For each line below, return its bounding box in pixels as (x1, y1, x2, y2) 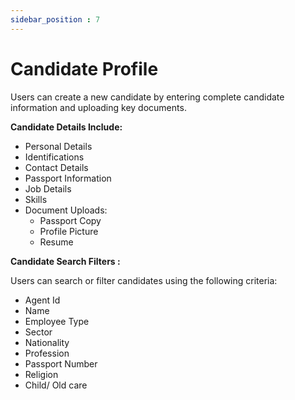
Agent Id (24, 294, 61, 306)
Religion (24, 368, 59, 380)
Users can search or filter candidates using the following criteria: (10, 274, 278, 286)
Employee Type (24, 315, 90, 327)
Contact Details (24, 161, 89, 173)
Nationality (24, 336, 70, 348)
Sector (24, 326, 53, 338)
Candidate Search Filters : (10, 255, 121, 267)
